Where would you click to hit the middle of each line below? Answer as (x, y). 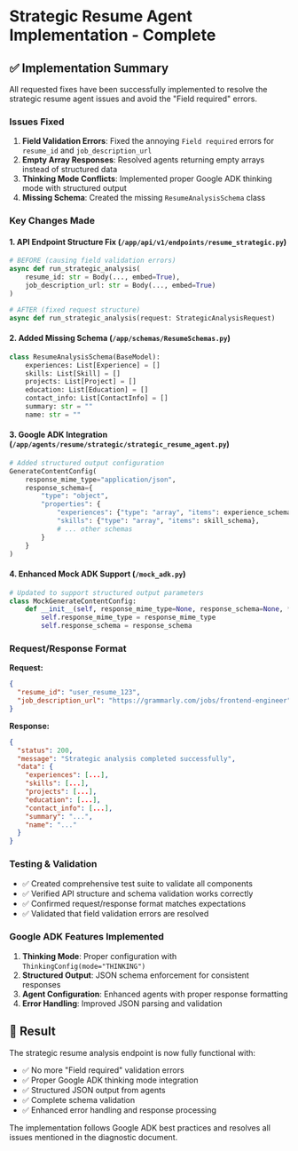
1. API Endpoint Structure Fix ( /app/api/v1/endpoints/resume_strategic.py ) (148, 242)
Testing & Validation (53, 864)
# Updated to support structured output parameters (106, 592)
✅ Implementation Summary (89, 68)
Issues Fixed (37, 122)
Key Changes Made (52, 221)
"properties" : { (71, 504)
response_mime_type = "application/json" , (101, 480)
